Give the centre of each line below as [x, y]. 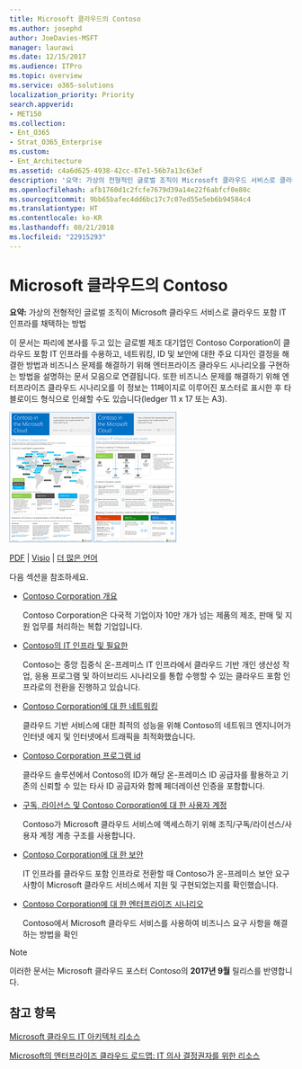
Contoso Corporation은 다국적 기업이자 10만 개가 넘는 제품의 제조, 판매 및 [152, 615]
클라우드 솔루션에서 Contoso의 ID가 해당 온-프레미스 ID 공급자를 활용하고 [151, 774]
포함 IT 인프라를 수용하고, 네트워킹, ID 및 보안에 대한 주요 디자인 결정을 [156, 353]
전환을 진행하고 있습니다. [97, 687]
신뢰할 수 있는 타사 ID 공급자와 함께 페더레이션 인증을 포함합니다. [152, 786]
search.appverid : [42, 104]
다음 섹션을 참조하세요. [49, 576]
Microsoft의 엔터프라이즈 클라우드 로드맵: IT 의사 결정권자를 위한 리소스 [135, 1056]
